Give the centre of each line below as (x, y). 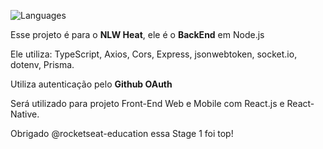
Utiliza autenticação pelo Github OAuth (91, 84)
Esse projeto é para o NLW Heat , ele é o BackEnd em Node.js (137, 34)
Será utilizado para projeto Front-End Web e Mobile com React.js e (147, 103)
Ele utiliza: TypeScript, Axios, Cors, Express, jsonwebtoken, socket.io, (154, 54)
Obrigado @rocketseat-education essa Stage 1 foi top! (122, 133)
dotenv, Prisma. (42, 64)
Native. (25, 114)
